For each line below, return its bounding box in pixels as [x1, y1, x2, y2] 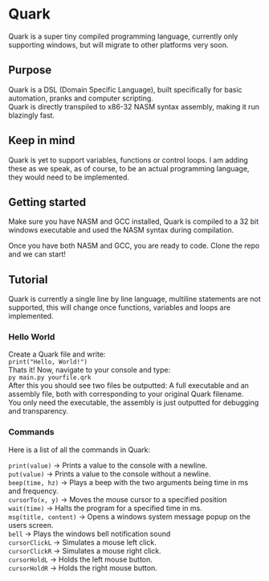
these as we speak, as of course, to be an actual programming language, [8, 163, 250, 173]
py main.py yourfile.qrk [8, 373, 92, 382]
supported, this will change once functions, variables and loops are [8, 303, 231, 312]
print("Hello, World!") [8, 358, 88, 366]
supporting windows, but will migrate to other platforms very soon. [8, 39, 229, 49]
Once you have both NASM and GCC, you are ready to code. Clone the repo [8, 241, 260, 250]
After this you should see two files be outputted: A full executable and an [8, 381, 249, 390]
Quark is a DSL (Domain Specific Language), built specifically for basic [8, 84, 243, 94]
